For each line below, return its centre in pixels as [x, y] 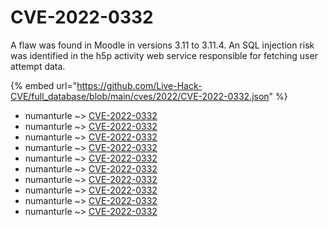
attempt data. [38, 66]
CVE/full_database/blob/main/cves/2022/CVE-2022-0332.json [140, 96]
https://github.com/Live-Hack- [139, 85]
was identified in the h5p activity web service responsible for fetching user [164, 55]
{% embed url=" [44, 85]
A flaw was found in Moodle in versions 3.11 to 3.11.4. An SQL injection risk [162, 45]
